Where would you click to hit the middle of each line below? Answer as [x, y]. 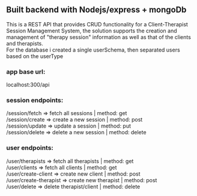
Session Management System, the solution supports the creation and [92, 31]
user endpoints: [30, 148]
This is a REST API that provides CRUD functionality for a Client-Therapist [97, 24]
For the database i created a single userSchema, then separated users [93, 50]
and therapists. [25, 43]
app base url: [26, 71]
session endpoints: [35, 100]
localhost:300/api [28, 85]
